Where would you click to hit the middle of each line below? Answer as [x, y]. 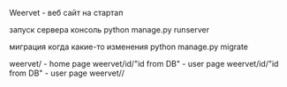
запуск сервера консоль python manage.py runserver [110, 29]
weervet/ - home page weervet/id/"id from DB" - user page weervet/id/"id [144, 64]
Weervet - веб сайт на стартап [66, 13]
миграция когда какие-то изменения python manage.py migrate [129, 47]
